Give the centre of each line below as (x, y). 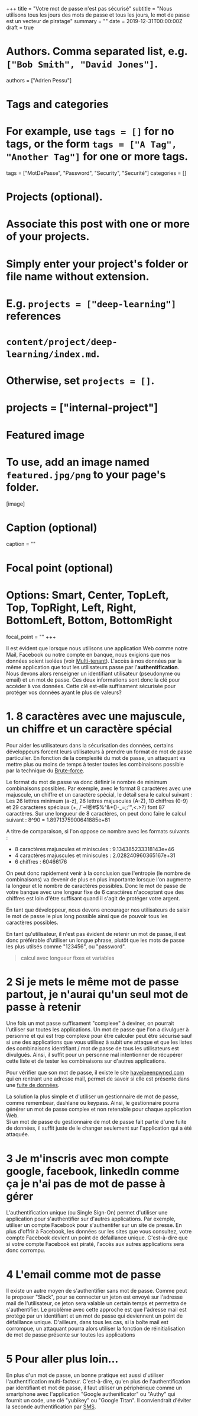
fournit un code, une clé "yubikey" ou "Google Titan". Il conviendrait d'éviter (99, 1401)
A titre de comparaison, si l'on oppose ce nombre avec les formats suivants (98, 831)
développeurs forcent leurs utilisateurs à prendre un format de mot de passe (99, 752)
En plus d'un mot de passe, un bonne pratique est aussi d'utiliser (85, 1375)
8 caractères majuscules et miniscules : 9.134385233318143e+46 (95, 849)
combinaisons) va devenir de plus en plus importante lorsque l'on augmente (99, 879)
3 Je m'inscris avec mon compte (87, 1158)
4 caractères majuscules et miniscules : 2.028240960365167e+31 (95, 855)
